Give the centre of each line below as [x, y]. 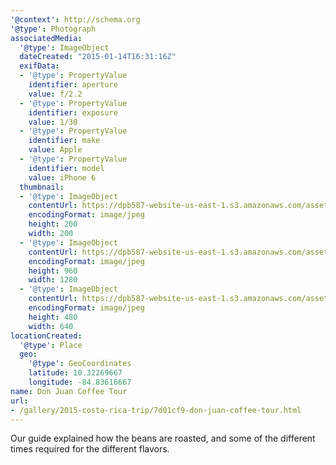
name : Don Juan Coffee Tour [69, 391]
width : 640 [51, 326]
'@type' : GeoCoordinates [80, 364]
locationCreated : [46, 336]
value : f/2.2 [55, 94]
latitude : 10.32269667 [75, 373]
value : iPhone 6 [62, 177]
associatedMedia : [46, 38]
